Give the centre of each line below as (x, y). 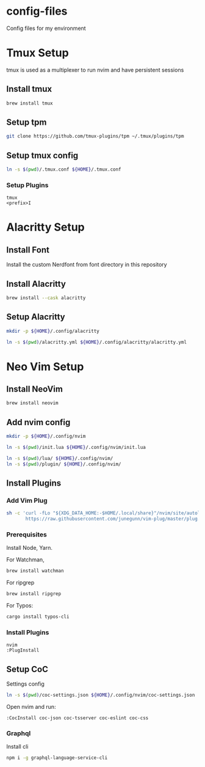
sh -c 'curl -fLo (28, 513)
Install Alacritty (36, 283)
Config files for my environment (46, 28)
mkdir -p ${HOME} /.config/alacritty (53, 331)
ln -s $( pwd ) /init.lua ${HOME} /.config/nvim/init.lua (76, 448)
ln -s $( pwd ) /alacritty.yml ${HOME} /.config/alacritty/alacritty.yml (97, 342)
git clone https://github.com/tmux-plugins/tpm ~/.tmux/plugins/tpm (95, 136)
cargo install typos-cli (38, 617)
